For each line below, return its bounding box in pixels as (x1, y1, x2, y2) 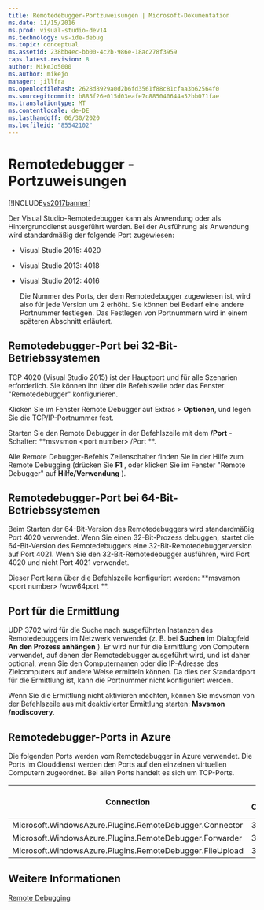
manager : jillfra (8, 77, 65, 85)
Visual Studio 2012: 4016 (19, 276, 100, 285)
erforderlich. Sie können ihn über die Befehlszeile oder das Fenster (8, 381, 225, 390)
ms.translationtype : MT (8, 99, 86, 107)
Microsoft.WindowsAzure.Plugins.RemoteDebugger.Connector (12, 819, 244, 830)
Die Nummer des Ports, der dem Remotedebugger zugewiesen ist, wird (19, 291, 251, 300)
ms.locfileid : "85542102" (8, 121, 93, 129)
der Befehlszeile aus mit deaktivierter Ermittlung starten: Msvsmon (8, 699, 225, 709)
